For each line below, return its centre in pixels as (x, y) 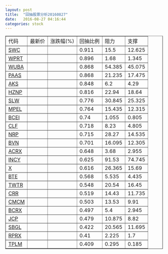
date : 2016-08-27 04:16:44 (35, 19)
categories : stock (24, 24)
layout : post (19, 10)
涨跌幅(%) (62, 41)
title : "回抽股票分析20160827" (37, 14)
